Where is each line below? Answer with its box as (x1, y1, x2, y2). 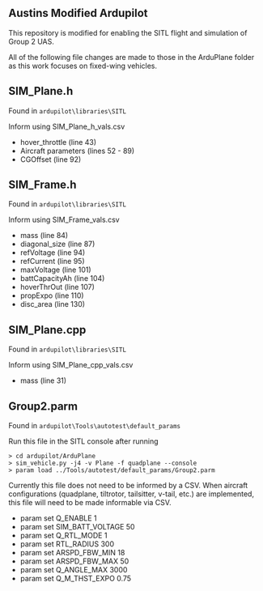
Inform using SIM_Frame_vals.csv (8, 215, 120, 225)
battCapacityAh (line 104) (19, 274, 105, 283)
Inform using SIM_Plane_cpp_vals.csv (8, 360, 134, 370)
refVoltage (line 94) (19, 248, 86, 257)
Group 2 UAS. (8, 36, 54, 46)
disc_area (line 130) (19, 300, 86, 309)
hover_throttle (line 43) (19, 137, 97, 147)
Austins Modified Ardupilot (8, 6, 148, 20)
